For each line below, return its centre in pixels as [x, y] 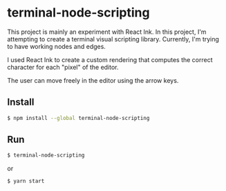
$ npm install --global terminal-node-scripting [78, 118]
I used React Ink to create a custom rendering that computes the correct [110, 59]
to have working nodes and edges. [56, 46]
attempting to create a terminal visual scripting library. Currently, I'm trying [113, 39]
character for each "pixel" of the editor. [63, 67]
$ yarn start [26, 181]
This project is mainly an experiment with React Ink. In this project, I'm [107, 32]
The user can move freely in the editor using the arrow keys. [93, 80]
